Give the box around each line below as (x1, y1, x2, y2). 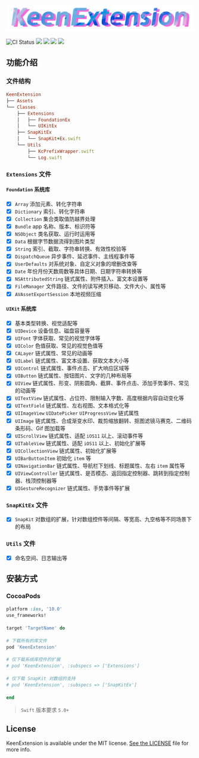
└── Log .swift (27, 154, 63, 160)
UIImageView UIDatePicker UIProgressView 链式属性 (14, 409, 139, 417)
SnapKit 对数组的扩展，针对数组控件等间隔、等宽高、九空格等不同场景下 (14, 516, 192, 523)
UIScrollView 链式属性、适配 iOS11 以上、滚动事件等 (14, 432, 144, 439)
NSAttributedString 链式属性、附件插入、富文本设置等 (14, 275, 148, 282)
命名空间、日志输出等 (14, 554, 67, 561)
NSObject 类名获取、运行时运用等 (14, 230, 95, 238)
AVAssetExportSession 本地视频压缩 (14, 290, 101, 297)
